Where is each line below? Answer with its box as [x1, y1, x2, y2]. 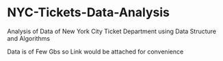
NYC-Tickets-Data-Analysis [7, 5, 170, 20]
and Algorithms [7, 34, 50, 42]
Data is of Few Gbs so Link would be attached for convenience [7, 47, 184, 56]
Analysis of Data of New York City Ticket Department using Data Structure [7, 27, 217, 35]
